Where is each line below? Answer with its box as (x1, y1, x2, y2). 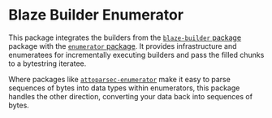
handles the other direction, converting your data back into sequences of (8, 91, 253, 101)
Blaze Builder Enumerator (8, 6, 184, 24)
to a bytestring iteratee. (8, 59, 87, 68)
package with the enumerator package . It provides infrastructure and (8, 41, 237, 50)
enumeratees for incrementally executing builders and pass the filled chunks (8, 50, 265, 59)
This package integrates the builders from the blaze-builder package (8, 33, 242, 42)
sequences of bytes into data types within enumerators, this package (8, 83, 240, 93)
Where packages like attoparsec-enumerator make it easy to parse (8, 74, 231, 84)
